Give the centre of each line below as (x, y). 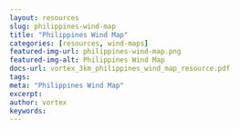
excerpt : (26, 94)
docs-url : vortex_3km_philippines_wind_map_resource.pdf (120, 69)
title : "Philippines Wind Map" (69, 35)
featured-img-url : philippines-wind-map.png (95, 52)
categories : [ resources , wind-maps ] (79, 43)
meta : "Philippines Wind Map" (67, 85)
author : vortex (38, 102)
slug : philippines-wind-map (63, 26)
